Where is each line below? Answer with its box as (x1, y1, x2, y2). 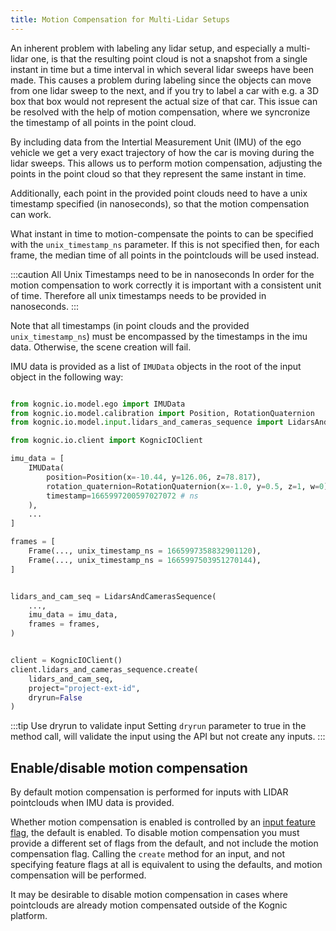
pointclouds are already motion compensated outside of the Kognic (10, 899, 288, 911)
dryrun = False (28, 692, 83, 703)
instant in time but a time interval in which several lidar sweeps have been (10, 63, 315, 75)
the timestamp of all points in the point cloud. (10, 116, 197, 128)
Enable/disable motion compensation (10, 759, 248, 776)
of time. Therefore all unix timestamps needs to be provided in (10, 289, 267, 301)
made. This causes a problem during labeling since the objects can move (10, 74, 312, 86)
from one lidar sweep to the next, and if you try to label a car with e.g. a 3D (10, 84, 320, 96)
